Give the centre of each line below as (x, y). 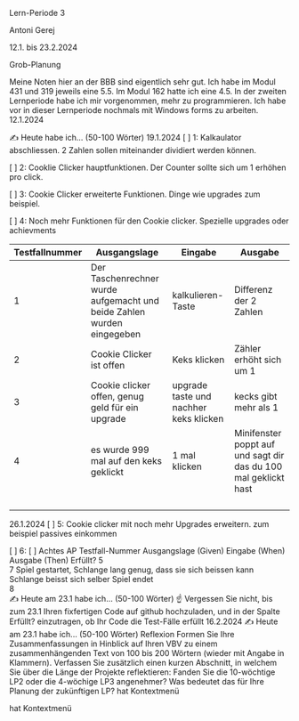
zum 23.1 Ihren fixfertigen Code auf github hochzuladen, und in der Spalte (145, 612)
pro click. (26, 177)
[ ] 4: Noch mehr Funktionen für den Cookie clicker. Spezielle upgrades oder (149, 221)
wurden (106, 323)
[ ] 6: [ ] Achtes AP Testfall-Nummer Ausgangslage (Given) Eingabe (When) (147, 551)
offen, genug (117, 397)
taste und (192, 397)
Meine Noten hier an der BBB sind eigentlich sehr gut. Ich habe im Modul (142, 82)
